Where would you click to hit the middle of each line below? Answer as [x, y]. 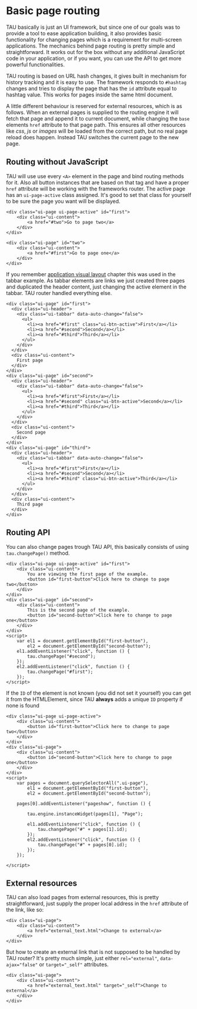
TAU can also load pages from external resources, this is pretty [83, 897]
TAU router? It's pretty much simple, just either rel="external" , [82, 958]
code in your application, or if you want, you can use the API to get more [94, 58]
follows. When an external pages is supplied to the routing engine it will [92, 112]
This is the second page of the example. [79, 610]
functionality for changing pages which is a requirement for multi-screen [94, 39]
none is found [23, 705]
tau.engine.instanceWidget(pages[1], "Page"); [85, 814]
